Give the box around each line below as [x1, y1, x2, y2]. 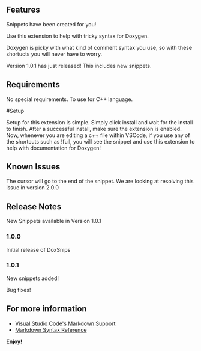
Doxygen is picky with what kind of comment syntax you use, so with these [6, 44, 193, 51]
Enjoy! [6, 338, 23, 345]
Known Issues [6, 162, 61, 172]
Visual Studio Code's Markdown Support [14, 320, 116, 327]
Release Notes [6, 201, 62, 212]
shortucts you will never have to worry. [6, 50, 103, 58]
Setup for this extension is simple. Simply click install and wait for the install [6, 118, 193, 126]
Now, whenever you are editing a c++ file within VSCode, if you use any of [6, 132, 190, 139]
